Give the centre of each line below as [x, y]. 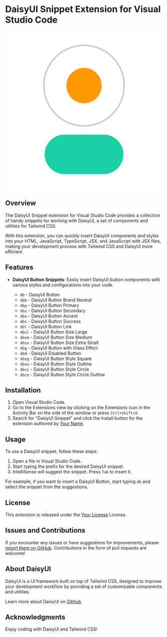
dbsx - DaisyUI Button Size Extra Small [59, 343]
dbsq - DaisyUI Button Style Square [56, 358]
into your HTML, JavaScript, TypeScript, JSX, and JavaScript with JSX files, [83, 241]
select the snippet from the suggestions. [47, 487]
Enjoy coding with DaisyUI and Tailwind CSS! [51, 629]
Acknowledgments [35, 617]
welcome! [15, 553]
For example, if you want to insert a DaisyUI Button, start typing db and [78, 482]
